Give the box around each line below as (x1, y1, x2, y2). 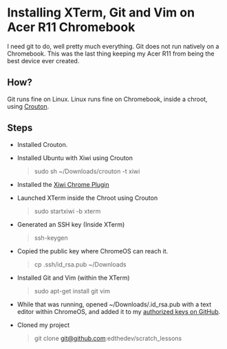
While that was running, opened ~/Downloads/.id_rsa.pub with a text (17, 300, 212, 308)
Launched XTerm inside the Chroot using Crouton (17, 194, 158, 202)
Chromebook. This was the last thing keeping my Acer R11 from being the (7, 49, 215, 58)
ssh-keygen (34, 234, 68, 242)
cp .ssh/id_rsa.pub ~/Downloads (34, 260, 127, 269)
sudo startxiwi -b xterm (34, 207, 101, 215)
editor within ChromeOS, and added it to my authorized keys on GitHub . (17, 307, 221, 315)
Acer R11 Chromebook (7, 19, 136, 35)
